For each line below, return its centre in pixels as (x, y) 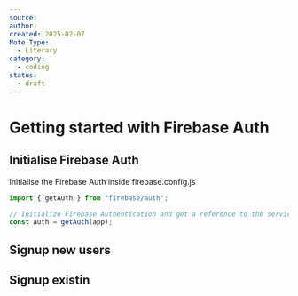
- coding (33, 68)
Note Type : (29, 42)
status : (24, 76)
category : (27, 59)
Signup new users (60, 250)
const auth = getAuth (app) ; (61, 222)
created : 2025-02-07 (47, 34)
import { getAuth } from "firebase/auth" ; (89, 198)
